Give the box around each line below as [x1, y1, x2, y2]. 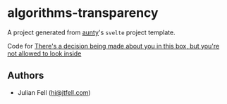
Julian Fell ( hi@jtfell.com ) [17, 88, 91, 96]
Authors [7, 70, 44, 82]
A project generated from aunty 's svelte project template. [7, 28, 176, 37]
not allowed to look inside [7, 49, 82, 58]
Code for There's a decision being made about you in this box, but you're [7, 41, 220, 50]
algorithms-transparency [7, 5, 159, 21]
